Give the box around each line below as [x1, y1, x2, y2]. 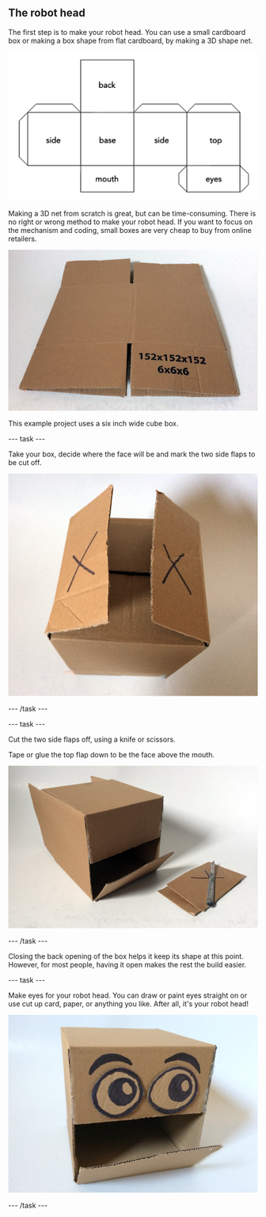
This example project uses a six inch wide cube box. [8, 418, 179, 428]
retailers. [8, 234, 37, 244]
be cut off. [8, 457, 42, 467]
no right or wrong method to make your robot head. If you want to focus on [8, 217, 253, 227]
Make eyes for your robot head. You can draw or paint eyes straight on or [8, 990, 248, 1000]
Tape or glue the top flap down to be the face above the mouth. [8, 750, 215, 759]
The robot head [8, 6, 85, 20]
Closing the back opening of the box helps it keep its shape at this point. [8, 951, 244, 961]
